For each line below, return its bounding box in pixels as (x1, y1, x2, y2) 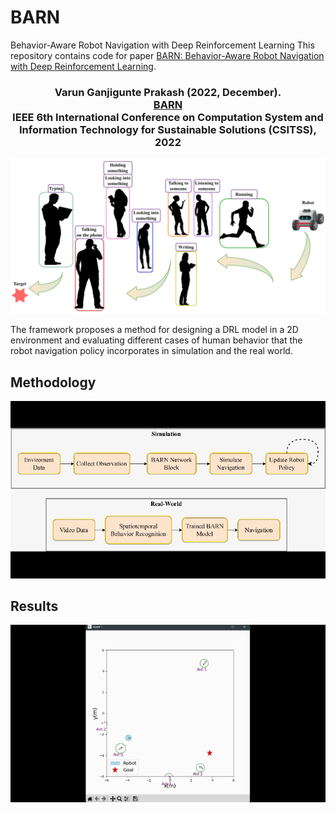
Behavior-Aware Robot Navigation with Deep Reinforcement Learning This (10, 39, 315, 51)
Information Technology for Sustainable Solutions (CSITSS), (19, 122, 317, 136)
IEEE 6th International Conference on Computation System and (12, 110, 324, 124)
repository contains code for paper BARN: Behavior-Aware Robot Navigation (10, 49, 325, 61)
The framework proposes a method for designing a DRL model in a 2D (10, 324, 299, 336)
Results (10, 598, 59, 615)
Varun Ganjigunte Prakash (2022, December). (54, 85, 282, 99)
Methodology (10, 374, 97, 391)
